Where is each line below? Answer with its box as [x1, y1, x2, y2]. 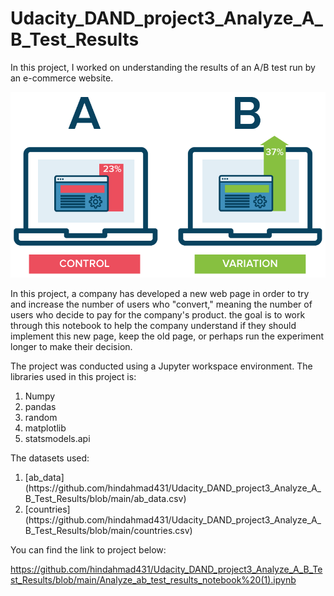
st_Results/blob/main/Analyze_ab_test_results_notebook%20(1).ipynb [10, 574, 297, 586]
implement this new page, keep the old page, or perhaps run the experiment [10, 330, 325, 342]
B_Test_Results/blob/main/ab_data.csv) [24, 493, 187, 505]
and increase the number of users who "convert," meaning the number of [10, 298, 313, 311]
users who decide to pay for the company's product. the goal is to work [10, 309, 306, 321]
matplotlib [24, 422, 67, 434]
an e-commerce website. [10, 72, 114, 84]
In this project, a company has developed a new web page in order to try [10, 288, 310, 300]
